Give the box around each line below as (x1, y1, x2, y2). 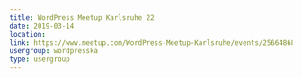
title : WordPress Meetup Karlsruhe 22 (9, 13, 155, 22)
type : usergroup (9, 55, 70, 64)
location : (9, 30, 47, 39)
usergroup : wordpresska (9, 47, 99, 56)
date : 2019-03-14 (9, 22, 75, 30)
